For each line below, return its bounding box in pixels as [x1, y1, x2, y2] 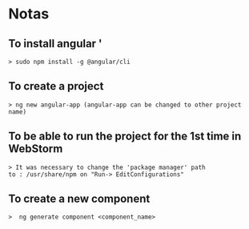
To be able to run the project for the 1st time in [8, 130, 242, 143]
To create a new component [8, 192, 151, 206]
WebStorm [8, 142, 63, 156]
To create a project [8, 79, 104, 93]
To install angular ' [8, 37, 102, 50]
